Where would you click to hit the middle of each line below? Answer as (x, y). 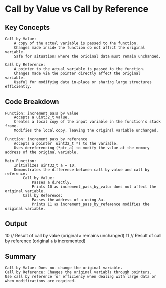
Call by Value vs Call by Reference (77, 9)
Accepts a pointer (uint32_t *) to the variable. (66, 143)
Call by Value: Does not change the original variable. (64, 268)
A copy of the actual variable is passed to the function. (76, 43)
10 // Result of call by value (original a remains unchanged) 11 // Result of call (83, 235)
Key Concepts (27, 28)
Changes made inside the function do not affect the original (80, 48)
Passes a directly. (52, 182)
